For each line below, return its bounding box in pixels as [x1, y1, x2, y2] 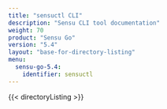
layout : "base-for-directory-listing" [8, 48, 135, 56]
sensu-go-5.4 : [15, 63, 61, 71]
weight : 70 [8, 26, 44, 34]
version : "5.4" [8, 41, 58, 49]
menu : [8, 56, 26, 64]
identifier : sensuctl [22, 70, 93, 78]
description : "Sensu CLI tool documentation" [8, 19, 160, 27]
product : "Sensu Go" [8, 33, 76, 42]
